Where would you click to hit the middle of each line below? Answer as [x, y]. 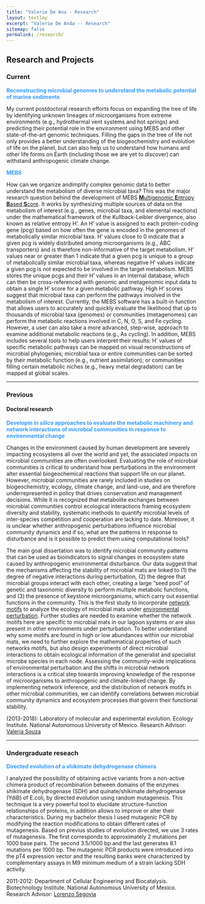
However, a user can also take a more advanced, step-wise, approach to [98, 327]
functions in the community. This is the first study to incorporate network [98, 602]
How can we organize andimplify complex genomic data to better [88, 184]
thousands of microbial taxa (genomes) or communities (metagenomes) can [102, 314]
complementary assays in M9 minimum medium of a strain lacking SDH [96, 863]
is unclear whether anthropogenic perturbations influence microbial [91, 525]
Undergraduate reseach [42, 753]
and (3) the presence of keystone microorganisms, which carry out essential [102, 596]
